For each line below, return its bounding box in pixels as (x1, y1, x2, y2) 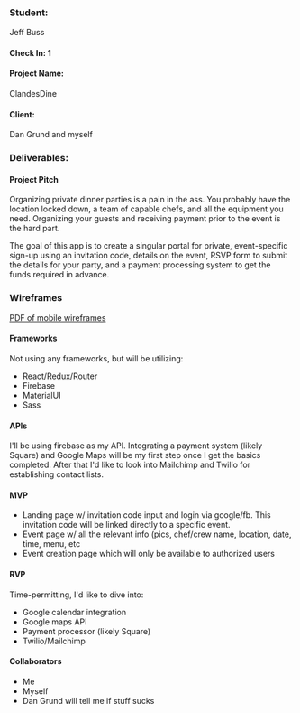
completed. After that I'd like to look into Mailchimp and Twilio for (9, 459, 250, 471)
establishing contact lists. (9, 469, 104, 480)
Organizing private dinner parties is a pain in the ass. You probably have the (9, 194, 291, 205)
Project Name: (9, 68, 65, 79)
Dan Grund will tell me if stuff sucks (22, 695, 155, 706)
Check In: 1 (9, 47, 51, 58)
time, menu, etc (22, 539, 81, 549)
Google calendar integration (22, 606, 127, 617)
